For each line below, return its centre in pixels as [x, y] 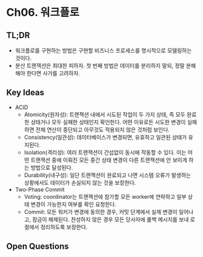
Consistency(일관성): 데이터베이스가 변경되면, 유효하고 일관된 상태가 [105, 137]
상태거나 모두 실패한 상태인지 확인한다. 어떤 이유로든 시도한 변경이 [108, 122]
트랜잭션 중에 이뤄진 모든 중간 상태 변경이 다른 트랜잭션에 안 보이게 [109, 160]
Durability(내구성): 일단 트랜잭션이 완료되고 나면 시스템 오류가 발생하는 [108, 175]
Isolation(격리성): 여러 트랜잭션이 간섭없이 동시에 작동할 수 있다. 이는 [105, 152]
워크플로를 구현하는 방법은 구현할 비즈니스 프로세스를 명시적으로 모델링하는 [103, 50]
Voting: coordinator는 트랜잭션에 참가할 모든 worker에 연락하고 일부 [105, 196]
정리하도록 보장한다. [64, 227]
